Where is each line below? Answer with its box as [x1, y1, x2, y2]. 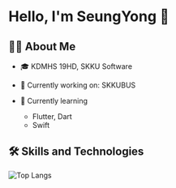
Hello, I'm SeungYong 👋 [8, 7, 170, 26]
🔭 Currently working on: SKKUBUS [19, 80, 136, 90]
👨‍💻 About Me [8, 40, 76, 53]
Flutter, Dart [32, 112, 73, 121]
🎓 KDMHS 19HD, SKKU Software [19, 62, 132, 71]
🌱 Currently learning [19, 96, 88, 105]
